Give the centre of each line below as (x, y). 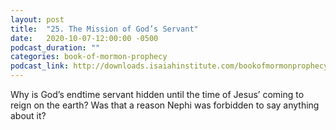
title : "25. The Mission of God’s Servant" (104, 29)
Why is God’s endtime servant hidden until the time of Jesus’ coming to (157, 94)
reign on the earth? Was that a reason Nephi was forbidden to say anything (165, 105)
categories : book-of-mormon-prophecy (89, 57)
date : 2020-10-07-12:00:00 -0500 (84, 38)
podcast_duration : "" (55, 47)
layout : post (37, 19)
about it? (28, 115)
